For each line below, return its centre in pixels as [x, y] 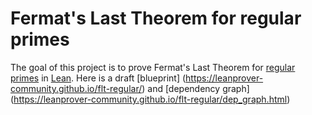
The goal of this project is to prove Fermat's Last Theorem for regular [153, 67]
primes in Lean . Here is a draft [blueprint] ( [98, 78]
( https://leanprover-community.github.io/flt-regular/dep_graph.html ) [150, 99]
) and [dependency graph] [195, 88]
